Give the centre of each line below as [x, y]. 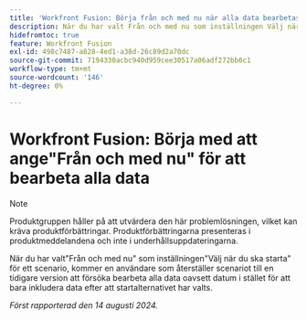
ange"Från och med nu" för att [128, 159]
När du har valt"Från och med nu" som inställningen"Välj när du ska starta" [150, 258]
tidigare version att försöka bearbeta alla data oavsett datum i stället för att [150, 277]
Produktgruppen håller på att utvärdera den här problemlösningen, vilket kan [153, 221]
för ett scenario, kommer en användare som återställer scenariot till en [142, 268]
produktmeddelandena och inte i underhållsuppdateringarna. [124, 240]
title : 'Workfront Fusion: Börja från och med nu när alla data [134, 18]
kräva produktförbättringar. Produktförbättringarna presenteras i [130, 230]
